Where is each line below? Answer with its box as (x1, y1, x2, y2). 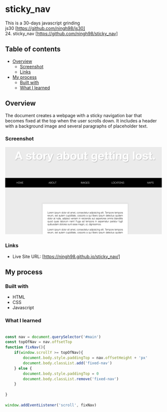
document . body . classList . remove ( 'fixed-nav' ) (23, 376, 119, 382)
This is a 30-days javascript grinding (5, 20, 81, 26)
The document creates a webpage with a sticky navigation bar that (5, 112, 142, 118)
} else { (14, 366, 32, 371)
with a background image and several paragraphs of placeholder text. (5, 123, 148, 129)
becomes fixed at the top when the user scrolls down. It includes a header (5, 118, 157, 124)
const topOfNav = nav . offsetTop (5, 340, 72, 345)
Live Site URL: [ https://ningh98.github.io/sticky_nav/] (12, 253, 120, 260)
